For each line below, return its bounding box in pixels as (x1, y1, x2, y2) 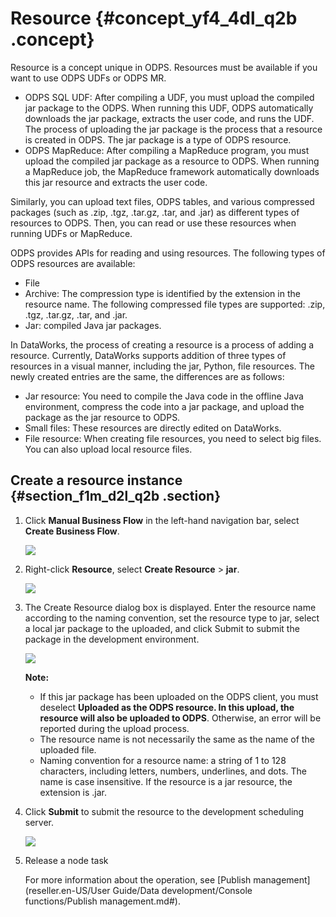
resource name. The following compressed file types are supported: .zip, (24, 298, 326, 310)
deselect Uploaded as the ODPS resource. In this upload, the (39, 701, 295, 713)
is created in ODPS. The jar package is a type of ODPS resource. (24, 133, 292, 146)
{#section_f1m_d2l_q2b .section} (10, 488, 222, 505)
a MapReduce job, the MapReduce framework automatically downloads (24, 165, 320, 177)
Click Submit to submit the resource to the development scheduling (24, 805, 305, 817)
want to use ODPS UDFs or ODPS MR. (10, 72, 167, 84)
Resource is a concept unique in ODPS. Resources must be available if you (10, 61, 318, 73)
